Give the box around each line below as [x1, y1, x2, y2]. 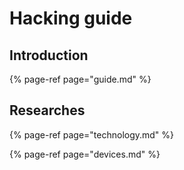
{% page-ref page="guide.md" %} [9, 73, 152, 85]
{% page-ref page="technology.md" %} [9, 128, 175, 141]
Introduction [9, 47, 89, 64]
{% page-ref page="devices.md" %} [9, 148, 161, 160]
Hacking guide [9, 7, 133, 30]
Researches [9, 102, 86, 119]
